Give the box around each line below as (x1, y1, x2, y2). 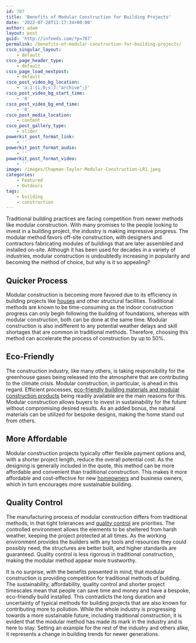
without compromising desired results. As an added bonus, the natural (6, 405, 176, 412)
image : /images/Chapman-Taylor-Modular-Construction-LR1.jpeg (6, 166, 161, 173)
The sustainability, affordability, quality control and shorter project (6, 580, 165, 587)
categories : (6, 172, 35, 178)
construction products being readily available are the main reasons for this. (6, 392, 187, 399)
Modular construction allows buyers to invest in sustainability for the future (6, 398, 187, 405)
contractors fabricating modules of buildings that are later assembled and (6, 240, 184, 247)
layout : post (6, 30, 38, 36)
